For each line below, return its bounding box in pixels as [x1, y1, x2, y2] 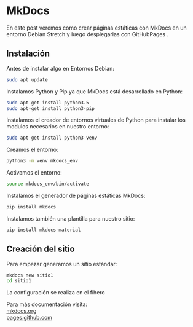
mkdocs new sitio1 [6, 272, 53, 278]
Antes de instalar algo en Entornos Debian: [6, 65, 115, 72]
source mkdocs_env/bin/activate [6, 181, 89, 187]
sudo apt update [6, 76, 48, 83]
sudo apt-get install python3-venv [6, 135, 98, 141]
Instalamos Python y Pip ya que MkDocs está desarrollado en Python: [6, 87, 183, 95]
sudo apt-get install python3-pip [6, 105, 95, 111]
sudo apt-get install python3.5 [6, 100, 89, 106]
